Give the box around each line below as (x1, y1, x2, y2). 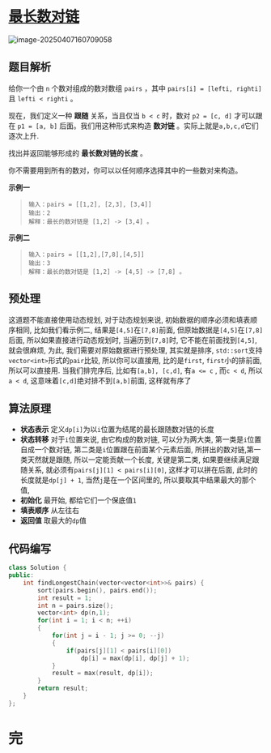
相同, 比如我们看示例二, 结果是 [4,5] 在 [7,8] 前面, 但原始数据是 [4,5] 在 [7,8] (15, 325, 264, 335)
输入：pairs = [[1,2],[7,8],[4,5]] (28, 250, 145, 259)
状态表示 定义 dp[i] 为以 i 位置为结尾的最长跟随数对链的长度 (19, 425, 214, 434)
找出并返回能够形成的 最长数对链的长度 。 (8, 148, 147, 158)
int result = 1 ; (37, 593, 92, 602)
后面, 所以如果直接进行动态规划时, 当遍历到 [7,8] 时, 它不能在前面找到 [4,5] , (8, 335, 257, 344)
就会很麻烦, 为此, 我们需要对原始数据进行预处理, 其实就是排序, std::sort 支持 (8, 345, 263, 355)
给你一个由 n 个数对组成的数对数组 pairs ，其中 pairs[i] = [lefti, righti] (8, 83, 262, 93)
